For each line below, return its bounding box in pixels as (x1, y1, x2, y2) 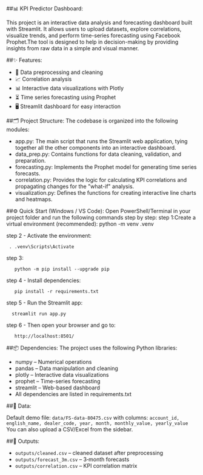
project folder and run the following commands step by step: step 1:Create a (6, 214, 196, 221)
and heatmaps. (15, 196, 53, 203)
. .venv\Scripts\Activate (8, 244, 75, 250)
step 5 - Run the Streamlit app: (6, 299, 83, 306)
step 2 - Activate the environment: (6, 232, 92, 239)
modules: (6, 126, 30, 133)
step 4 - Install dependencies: (6, 277, 81, 284)
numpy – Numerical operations (15, 359, 92, 365)
